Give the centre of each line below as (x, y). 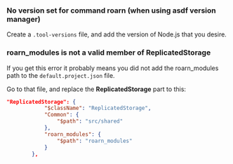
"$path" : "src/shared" (90, 121)
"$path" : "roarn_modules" (94, 141)
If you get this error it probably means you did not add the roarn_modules (113, 68)
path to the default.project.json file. (61, 75)
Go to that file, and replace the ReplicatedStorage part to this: (96, 89)
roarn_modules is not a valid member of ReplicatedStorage (109, 53)
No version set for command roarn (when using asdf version (111, 11)
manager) (24, 19)
